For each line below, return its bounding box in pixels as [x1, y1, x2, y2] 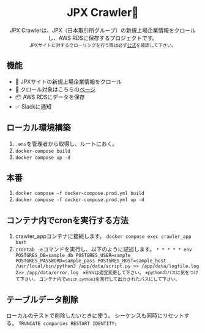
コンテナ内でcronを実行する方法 [6, 215, 129, 226]
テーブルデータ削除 [6, 294, 78, 305]
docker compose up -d [15, 155, 70, 161]
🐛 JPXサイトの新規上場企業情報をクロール [15, 78, 122, 85]
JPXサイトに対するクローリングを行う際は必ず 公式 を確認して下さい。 [29, 42, 176, 48]
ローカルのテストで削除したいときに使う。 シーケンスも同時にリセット [6, 312, 185, 319]
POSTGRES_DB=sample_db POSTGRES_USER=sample [15, 253, 131, 259]
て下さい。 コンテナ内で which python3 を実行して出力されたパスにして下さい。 [15, 276, 181, 283]
